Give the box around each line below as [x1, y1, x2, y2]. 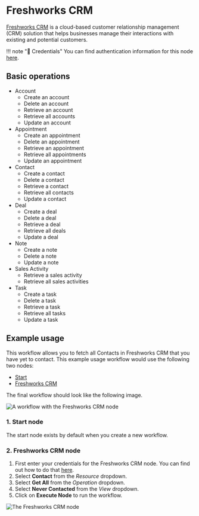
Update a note [23, 258, 59, 266]
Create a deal [23, 207, 57, 215]
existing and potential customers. [6, 36, 88, 43]
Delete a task [23, 297, 57, 304]
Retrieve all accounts [23, 112, 76, 120]
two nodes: [6, 362, 34, 369]
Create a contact [23, 170, 66, 177]
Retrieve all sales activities [23, 277, 89, 285]
